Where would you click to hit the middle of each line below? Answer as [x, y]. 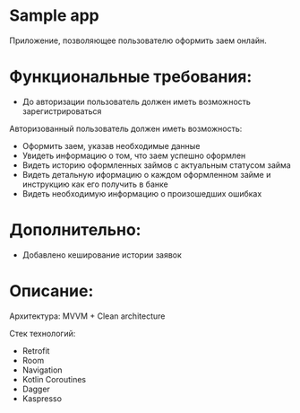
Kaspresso [42, 398]
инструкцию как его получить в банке [95, 184]
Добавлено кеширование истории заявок [102, 255]
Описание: [51, 291]
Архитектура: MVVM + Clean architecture [87, 316]
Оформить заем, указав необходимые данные [111, 145]
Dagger [36, 389]
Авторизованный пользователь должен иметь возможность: [126, 128]
